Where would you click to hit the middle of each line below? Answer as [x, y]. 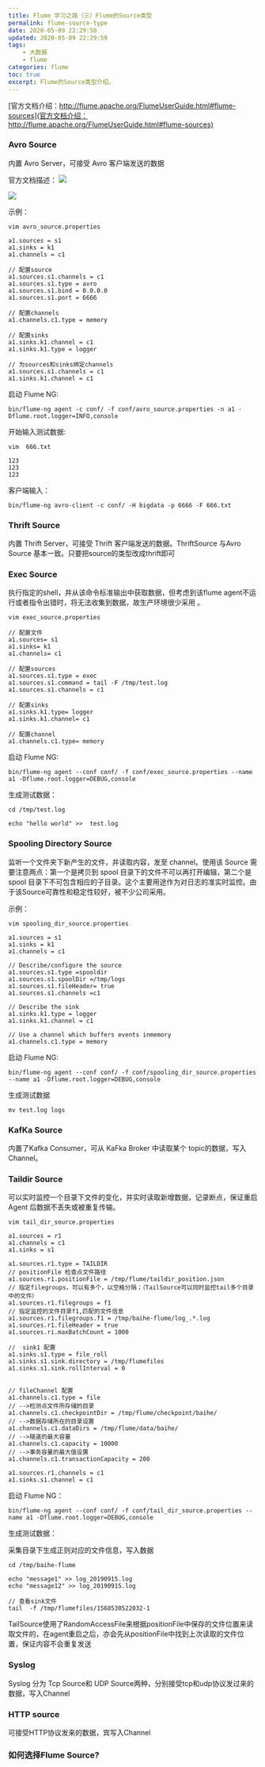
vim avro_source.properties [55, 227]
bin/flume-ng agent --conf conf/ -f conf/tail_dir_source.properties [125, 1511]
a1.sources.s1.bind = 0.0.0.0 [58, 290]
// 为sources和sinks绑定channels [61, 364]
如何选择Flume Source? [54, 1755]
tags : [17, 45]
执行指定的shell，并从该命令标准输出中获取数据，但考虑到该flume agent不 [129, 592]
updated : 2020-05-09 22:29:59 [58, 38]
